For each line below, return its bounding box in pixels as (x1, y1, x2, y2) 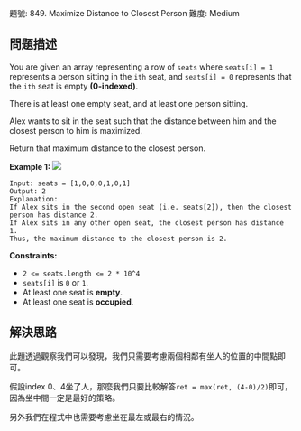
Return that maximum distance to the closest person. (9, 143, 205, 154)
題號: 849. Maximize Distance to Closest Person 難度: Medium (9, 8, 241, 18)
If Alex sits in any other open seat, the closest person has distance (9, 218, 284, 228)
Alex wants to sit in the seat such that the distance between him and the (9, 116, 277, 126)
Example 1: (9, 161, 51, 172)
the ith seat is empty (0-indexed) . (9, 80, 139, 91)
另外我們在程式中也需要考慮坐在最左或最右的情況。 (9, 411, 199, 422)
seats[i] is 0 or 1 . (22, 276, 88, 287)
